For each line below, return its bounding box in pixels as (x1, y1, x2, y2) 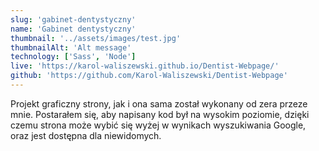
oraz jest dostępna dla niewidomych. (10, 129, 162, 141)
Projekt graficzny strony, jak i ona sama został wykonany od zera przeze (10, 97, 308, 110)
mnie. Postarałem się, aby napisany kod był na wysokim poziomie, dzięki (10, 108, 310, 120)
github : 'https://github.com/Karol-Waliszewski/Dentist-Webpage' (10, 71, 288, 81)
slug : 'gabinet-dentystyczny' (10, 14, 137, 25)
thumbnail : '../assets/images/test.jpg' (10, 33, 182, 43)
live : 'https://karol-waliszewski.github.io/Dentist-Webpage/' (10, 61, 280, 71)
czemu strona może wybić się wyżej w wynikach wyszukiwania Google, (10, 119, 307, 131)
